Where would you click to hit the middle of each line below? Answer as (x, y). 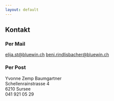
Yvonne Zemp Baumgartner (33, 78)
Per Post (16, 67)
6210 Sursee (18, 89)
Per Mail (15, 44)
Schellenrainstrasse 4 (27, 83)
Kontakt (18, 30)
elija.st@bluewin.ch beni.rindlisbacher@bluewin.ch (57, 54)
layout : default (22, 10)
